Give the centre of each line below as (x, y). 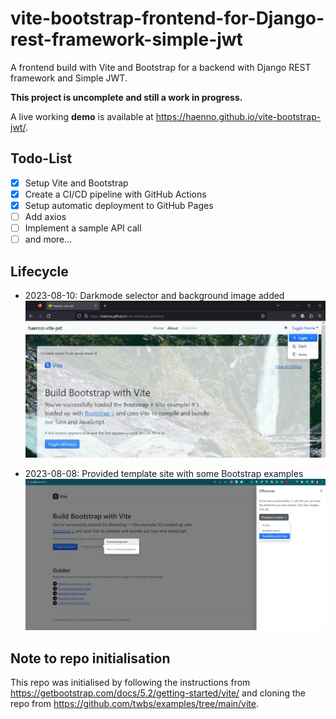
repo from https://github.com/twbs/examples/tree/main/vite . (135, 704)
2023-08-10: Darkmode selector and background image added (154, 295)
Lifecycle (39, 271)
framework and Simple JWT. (69, 78)
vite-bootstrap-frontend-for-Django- (167, 18)
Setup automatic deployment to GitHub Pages (119, 205)
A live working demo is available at (82, 116)
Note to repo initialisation (90, 658)
